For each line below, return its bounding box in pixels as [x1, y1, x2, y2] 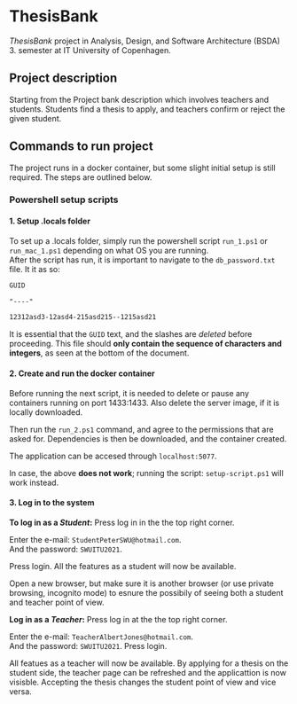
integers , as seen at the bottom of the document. [9, 348, 190, 358]
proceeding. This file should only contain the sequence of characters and [9, 339, 282, 349]
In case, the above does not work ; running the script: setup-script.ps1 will [9, 467, 284, 478]
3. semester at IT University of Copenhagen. [9, 44, 171, 55]
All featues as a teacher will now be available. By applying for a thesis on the [9, 658, 289, 669]
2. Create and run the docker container [9, 368, 155, 379]
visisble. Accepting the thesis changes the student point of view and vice [9, 677, 277, 687]
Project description [9, 71, 118, 86]
